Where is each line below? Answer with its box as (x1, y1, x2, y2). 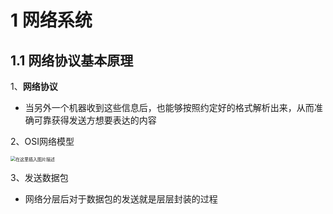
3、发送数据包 (10, 172, 69, 183)
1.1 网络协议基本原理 (10, 52, 134, 69)
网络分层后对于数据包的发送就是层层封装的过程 (24, 193, 218, 205)
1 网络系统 (10, 9, 93, 32)
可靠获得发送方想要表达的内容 (33, 114, 157, 126)
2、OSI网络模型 (10, 136, 75, 147)
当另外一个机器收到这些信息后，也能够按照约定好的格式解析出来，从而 (24, 102, 315, 113)
